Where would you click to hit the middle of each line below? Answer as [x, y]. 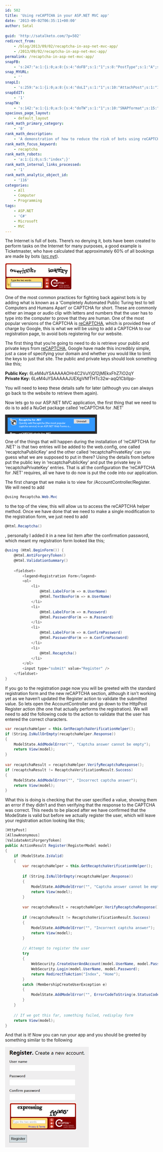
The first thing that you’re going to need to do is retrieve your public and [77, 343]
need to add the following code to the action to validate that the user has [78, 714]
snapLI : [13, 82]
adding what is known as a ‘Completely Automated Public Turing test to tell [80, 303]
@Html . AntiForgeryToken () [40, 556]
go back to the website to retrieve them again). [52, 393]
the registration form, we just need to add [47, 516]
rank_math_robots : [24, 154]
